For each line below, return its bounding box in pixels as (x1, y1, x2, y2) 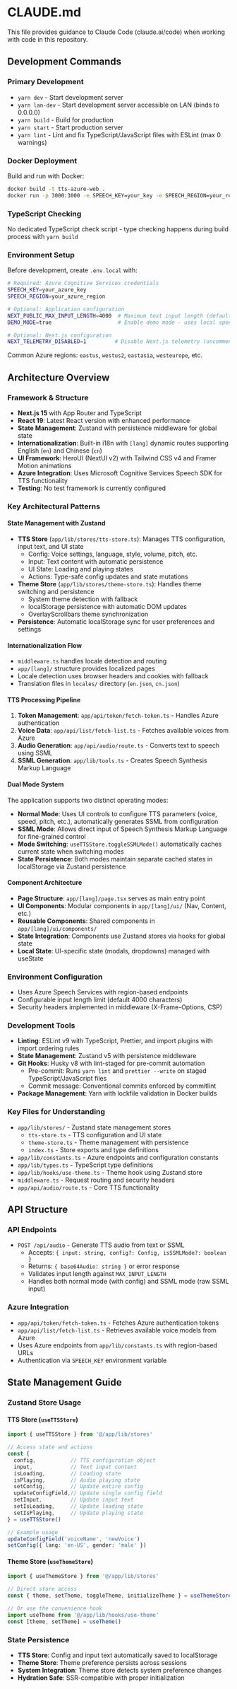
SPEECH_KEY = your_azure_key (7, 286, 87, 294)
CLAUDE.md (7, 4, 82, 21)
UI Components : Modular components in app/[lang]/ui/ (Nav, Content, (17, 901, 227, 910)
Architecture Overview (7, 371, 110, 383)
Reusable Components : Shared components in (17, 917, 155, 925)
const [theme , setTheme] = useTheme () (7, 1618, 121, 1625)
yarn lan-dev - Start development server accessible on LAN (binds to (17, 100, 220, 109)
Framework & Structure (7, 393, 89, 402)
